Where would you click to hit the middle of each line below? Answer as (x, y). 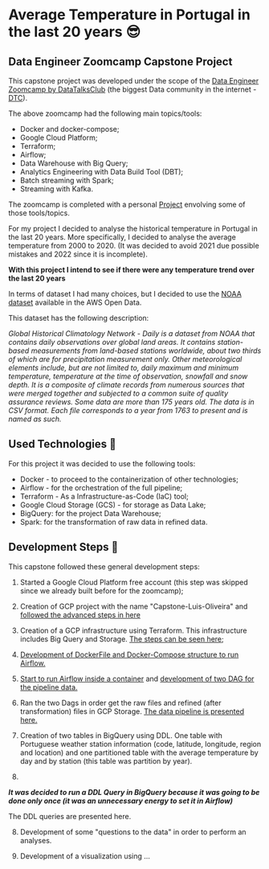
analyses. (36, 840)
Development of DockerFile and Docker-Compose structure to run (129, 654)
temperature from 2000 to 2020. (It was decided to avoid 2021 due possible (134, 246)
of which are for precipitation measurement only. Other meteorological (125, 359)
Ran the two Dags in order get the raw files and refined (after (121, 703)
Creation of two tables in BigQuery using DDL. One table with (121, 735)
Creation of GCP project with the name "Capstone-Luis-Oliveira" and (134, 606)
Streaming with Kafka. (57, 189)
